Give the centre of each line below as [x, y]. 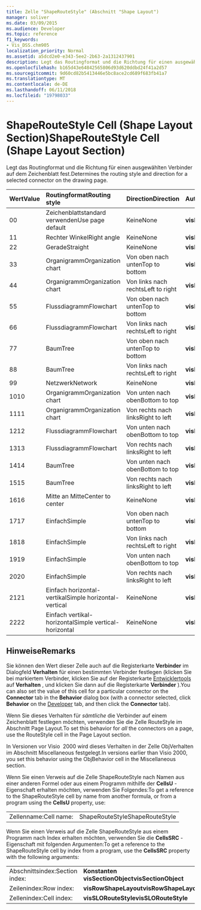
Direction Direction [153, 199]
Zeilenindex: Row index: [42, 888]
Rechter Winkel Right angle [83, 237]
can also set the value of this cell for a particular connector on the [87, 691]
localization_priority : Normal [45, 51]
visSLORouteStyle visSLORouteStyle [135, 898]
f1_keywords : [22, 40]
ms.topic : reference [32, 34]
